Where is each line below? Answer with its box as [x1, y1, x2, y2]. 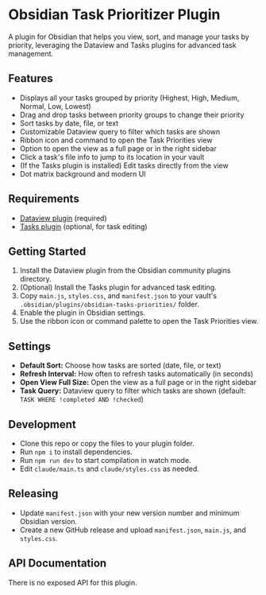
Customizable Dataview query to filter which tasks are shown [19, 126, 221, 136]
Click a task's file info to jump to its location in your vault [19, 152, 205, 161]
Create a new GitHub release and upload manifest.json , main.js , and [19, 525, 246, 535]
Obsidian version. [19, 516, 78, 526]
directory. [19, 274, 52, 284]
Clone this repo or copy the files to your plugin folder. [19, 439, 195, 448]
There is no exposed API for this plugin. [8, 577, 137, 587]
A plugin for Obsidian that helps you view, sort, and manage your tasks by [8, 32, 250, 41]
